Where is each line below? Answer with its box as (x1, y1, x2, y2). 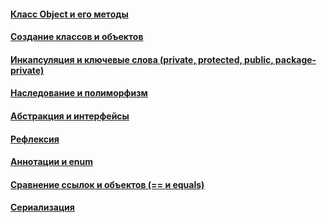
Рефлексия (10, 133, 60, 145)
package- (274, 53, 317, 65)
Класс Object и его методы (10, 8, 129, 20)
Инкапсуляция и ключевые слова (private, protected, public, (10, 53, 274, 65)
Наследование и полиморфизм (10, 87, 148, 99)
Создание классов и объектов (10, 31, 144, 43)
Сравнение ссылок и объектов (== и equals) (10, 178, 205, 190)
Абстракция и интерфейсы (10, 110, 130, 122)
